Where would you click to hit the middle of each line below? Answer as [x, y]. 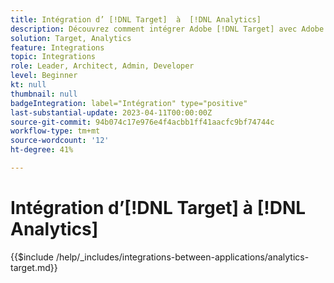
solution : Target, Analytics [71, 38]
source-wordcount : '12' [60, 141]
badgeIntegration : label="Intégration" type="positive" [129, 103]
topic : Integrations [53, 57]
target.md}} [34, 267]
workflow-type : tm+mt [55, 131]
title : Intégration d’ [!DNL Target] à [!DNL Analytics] [136, 19]
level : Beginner [44, 76]
